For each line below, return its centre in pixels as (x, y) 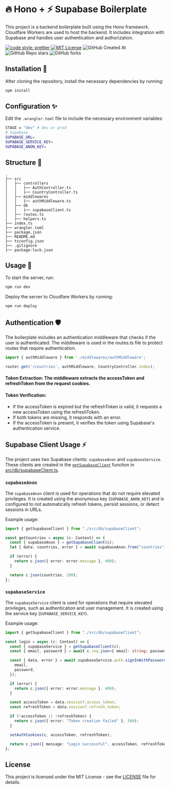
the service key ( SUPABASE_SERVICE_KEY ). (47, 613)
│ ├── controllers (27, 183)
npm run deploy (21, 306)
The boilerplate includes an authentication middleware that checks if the (80, 337)
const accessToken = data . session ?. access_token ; (63, 702)
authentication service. (36, 428)
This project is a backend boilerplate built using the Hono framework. (77, 27)
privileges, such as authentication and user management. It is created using (84, 608)
